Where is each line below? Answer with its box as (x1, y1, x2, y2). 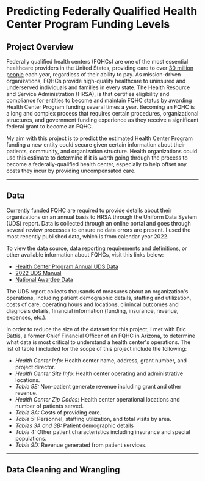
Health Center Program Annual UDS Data (15, 263, 119, 270)
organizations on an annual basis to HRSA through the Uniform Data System (6, 213, 197, 221)
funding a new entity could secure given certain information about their (6, 141, 185, 148)
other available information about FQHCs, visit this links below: (6, 251, 164, 258)
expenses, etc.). (6, 314, 47, 321)
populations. (15, 435, 47, 442)
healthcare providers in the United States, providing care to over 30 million (6, 64, 194, 72)
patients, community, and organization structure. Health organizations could (6, 148, 198, 155)
